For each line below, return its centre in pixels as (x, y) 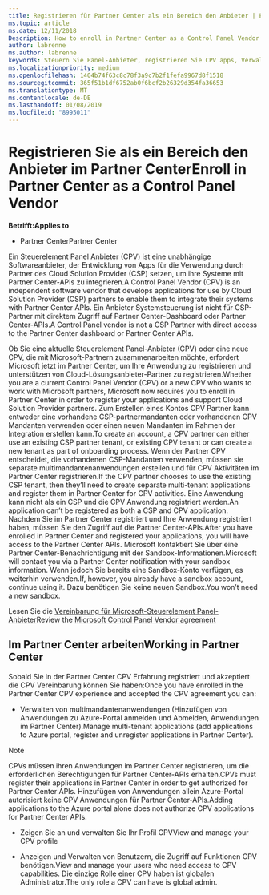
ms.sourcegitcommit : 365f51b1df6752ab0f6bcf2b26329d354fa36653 (116, 83)
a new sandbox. (34, 595)
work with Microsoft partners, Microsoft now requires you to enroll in (122, 391)
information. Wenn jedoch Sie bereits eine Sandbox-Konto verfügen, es (126, 570)
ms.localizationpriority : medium (64, 68)
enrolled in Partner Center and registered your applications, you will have (129, 536)
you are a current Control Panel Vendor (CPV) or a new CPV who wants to (130, 382)
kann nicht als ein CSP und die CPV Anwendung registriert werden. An (123, 502)
